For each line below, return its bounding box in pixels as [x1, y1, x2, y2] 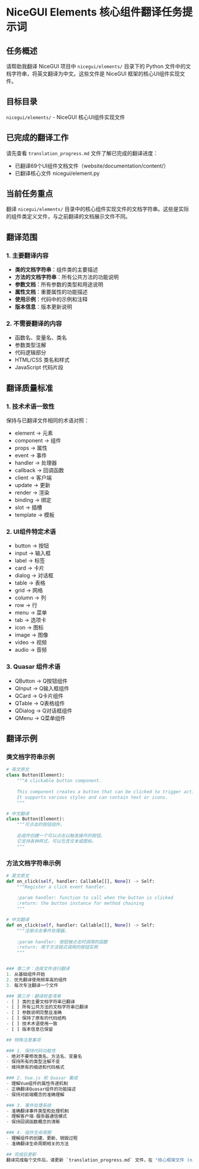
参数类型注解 [14, 341, 46, 348]
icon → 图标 [14, 624, 44, 631]
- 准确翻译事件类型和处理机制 [6, 1108, 69, 1114]
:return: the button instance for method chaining [17, 900, 145, 907]
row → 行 [14, 602, 37, 609]
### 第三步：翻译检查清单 [6, 993, 61, 999]
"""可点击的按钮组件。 [17, 822, 65, 828]
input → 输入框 [14, 549, 52, 557]
